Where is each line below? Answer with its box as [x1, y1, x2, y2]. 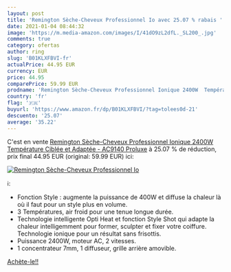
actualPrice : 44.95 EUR [7, 61, 76, 68]
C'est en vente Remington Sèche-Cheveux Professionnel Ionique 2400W [7, 137, 214, 146]
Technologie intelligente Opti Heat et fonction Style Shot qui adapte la [16, 214, 214, 223]
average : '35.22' [7, 118, 57, 126]
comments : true [7, 36, 51, 43]
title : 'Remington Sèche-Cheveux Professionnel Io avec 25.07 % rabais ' [7, 16, 223, 23]
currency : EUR [7, 67, 48, 74]
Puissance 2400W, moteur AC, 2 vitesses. [16, 236, 136, 245]
